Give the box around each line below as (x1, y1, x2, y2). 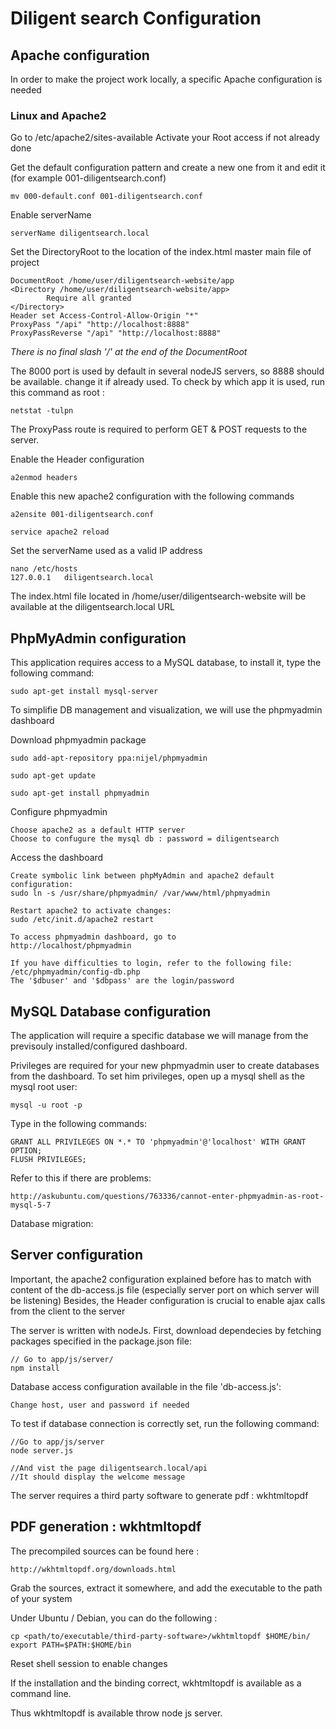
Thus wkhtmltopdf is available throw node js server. (10, 1707, 223, 1719)
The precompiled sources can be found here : (10, 1545, 200, 1557)
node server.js (10, 1445, 74, 1456)
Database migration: (10, 1217, 94, 1229)
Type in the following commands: (10, 1117, 148, 1129)
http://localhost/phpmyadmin (10, 941, 132, 951)
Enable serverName (10, 209, 92, 221)
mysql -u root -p (10, 1100, 83, 1110)
